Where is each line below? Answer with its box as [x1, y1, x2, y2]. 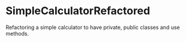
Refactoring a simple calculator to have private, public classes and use [5, 24, 181, 31]
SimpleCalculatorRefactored [5, 4, 151, 18]
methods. [5, 30, 29, 37]
